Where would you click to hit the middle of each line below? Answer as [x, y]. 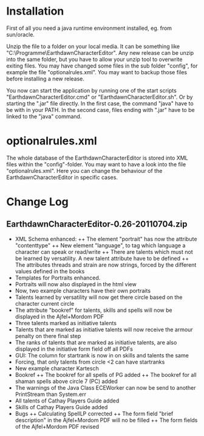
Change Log [37, 202]
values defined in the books [50, 271]
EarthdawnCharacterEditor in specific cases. [62, 177]
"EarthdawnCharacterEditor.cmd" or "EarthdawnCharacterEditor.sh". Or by [100, 97]
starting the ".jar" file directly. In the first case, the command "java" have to [100, 103]
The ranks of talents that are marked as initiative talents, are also [96, 342]
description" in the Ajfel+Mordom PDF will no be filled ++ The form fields [106, 420]
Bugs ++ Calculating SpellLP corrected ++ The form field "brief [94, 413]
